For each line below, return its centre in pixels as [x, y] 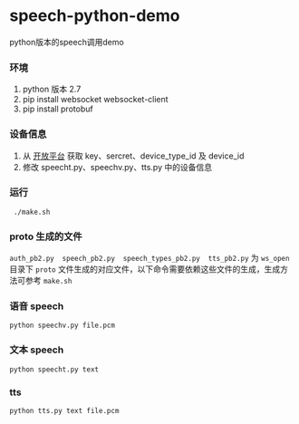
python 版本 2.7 [52, 89]
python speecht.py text [54, 369]
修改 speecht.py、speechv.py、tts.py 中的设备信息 [117, 167]
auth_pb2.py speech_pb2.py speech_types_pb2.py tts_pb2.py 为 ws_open [149, 258]
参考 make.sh [48, 281]
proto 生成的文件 [46, 236]
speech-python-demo [95, 16]
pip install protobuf [58, 109]
